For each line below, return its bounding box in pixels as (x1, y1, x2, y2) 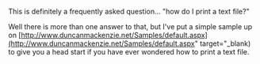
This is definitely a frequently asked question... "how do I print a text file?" (8, 7, 250, 16)
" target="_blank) (194, 39, 251, 48)
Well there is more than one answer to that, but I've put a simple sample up (8, 22, 253, 31)
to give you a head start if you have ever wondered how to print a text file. (8, 47, 250, 56)
